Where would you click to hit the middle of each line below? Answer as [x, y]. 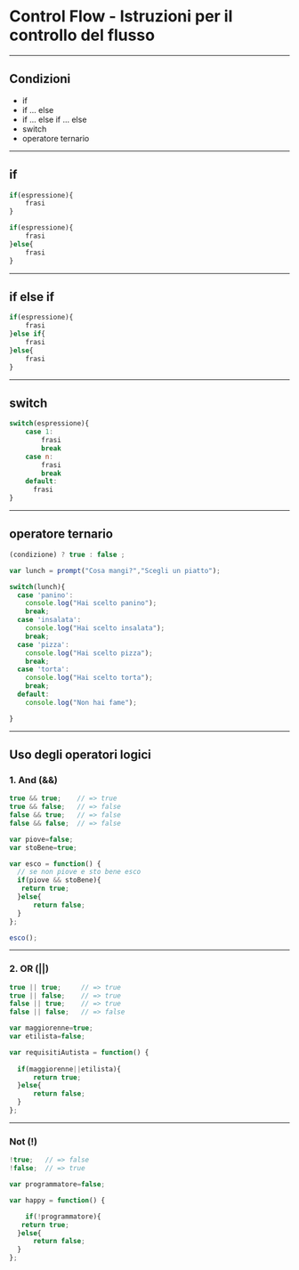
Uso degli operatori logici [80, 755]
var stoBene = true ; [43, 847]
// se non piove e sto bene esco [79, 872]
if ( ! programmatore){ [63, 1217]
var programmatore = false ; [57, 1185]
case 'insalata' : [49, 620]
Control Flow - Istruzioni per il [121, 16]
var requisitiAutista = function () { [79, 1052]
